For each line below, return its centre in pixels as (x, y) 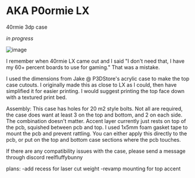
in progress (20, 38)
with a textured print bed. (37, 97)
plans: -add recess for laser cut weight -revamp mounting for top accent (93, 169)
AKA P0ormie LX (48, 11)
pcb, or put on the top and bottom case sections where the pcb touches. (94, 139)
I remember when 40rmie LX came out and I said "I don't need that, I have (95, 61)
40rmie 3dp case (27, 27)
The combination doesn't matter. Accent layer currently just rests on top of (96, 121)
